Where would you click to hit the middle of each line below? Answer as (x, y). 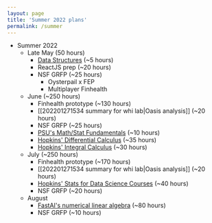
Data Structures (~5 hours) (75, 60)
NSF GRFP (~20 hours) (70, 191)
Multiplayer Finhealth (78, 89)
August (37, 198)
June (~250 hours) (54, 96)
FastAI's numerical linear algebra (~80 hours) (102, 205)
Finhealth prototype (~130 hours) (84, 104)
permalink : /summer (35, 26)
